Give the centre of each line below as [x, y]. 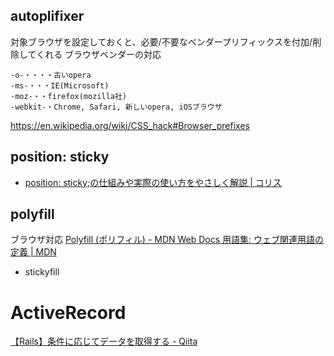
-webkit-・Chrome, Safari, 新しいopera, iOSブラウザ [116, 107]
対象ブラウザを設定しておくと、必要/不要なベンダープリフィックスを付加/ [161, 41]
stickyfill [42, 272]
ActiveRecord [68, 312]
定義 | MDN [33, 252]
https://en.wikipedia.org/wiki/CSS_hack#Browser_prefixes [130, 125]
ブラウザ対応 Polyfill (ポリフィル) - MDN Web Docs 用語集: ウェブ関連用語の [167, 240]
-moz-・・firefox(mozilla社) [69, 96]
